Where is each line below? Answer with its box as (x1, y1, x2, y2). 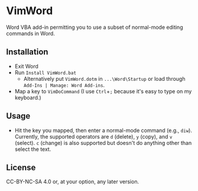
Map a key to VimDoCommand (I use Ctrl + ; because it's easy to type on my (14, 87, 192, 95)
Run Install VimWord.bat (14, 69, 77, 76)
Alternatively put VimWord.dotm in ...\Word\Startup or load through (23, 75, 186, 82)
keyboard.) (14, 94, 41, 101)
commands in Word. (6, 29, 55, 37)
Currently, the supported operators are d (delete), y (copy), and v (14, 133, 173, 140)
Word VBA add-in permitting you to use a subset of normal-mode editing (6, 24, 183, 31)
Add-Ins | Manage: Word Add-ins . (23, 81, 105, 88)
